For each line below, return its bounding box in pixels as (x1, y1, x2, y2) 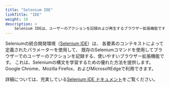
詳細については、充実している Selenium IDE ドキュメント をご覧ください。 (5, 76, 158, 82)
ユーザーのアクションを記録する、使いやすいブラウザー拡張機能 (27, 53, 160, 59)
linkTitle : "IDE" (5, 12, 42, 17)
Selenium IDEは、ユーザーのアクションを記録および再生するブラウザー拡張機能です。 (14, 26, 169, 31)
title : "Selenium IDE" (5, 7, 53, 13)
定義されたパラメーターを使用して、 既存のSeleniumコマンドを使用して (5, 47, 154, 53)
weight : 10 (5, 17, 28, 22)
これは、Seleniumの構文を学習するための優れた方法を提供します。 (15, 59, 154, 65)
